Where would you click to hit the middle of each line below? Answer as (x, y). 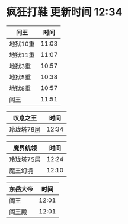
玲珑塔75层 (25, 159)
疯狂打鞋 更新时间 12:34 (64, 12)
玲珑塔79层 (25, 129)
